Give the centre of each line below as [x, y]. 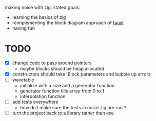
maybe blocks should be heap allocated [62, 69]
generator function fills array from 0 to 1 [62, 91]
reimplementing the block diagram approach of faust [68, 23]
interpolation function [43, 96]
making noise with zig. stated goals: [43, 7]
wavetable [23, 80]
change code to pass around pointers [52, 63]
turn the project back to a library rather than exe [63, 113]
